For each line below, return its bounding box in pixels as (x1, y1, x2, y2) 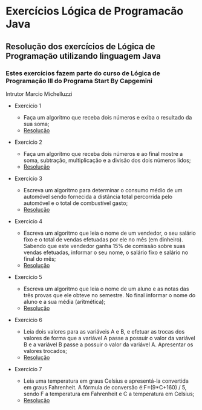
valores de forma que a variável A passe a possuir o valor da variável (23, 334, 195, 341)
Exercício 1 (14, 102, 42, 109)
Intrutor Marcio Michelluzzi (5, 90, 73, 98)
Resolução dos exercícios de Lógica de (5, 41, 155, 52)
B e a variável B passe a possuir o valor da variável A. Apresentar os (23, 341, 194, 348)
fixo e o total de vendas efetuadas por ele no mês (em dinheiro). (23, 235, 183, 243)
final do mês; (23, 255, 56, 262)
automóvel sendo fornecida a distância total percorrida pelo (23, 193, 173, 200)
